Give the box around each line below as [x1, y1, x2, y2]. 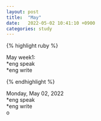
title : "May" [6, 14, 42, 20]
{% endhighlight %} [6, 78, 55, 85]
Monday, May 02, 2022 [6, 90, 64, 97]
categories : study [6, 25, 52, 32]
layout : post [6, 8, 39, 15]
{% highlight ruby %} [6, 42, 58, 49]
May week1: [6, 54, 36, 61]
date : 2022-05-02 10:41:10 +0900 [6, 20, 96, 26]
